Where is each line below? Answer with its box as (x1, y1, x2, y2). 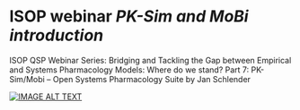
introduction (9, 25, 104, 46)
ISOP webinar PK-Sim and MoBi (9, 6, 249, 27)
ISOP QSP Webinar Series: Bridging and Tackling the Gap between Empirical (9, 55, 292, 65)
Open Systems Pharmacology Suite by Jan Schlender (52, 73, 251, 84)
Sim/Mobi (9, 73, 45, 84)
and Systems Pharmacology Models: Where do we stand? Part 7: (9, 64, 250, 75)
